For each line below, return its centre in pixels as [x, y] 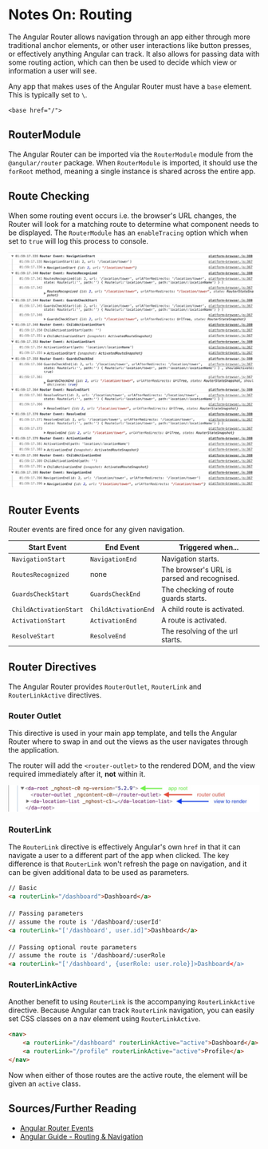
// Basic [23, 889]
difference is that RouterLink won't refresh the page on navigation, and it [128, 864]
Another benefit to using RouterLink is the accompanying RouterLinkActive [132, 1002]
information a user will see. [53, 70]
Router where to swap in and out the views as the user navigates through [128, 741]
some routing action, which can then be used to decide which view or [123, 62]
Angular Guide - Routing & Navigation [81, 1136]
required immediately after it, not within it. [77, 773]
